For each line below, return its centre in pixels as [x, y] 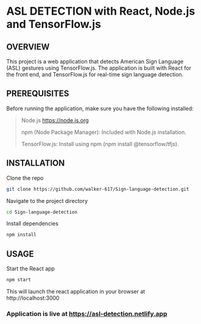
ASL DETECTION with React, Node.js [101, 11]
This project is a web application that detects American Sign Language [95, 61]
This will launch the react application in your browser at [76, 291]
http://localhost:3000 [33, 298]
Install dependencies [33, 224]
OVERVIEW [28, 47]
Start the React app [30, 269]
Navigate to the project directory [47, 201]
